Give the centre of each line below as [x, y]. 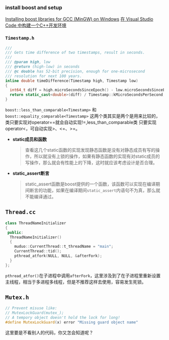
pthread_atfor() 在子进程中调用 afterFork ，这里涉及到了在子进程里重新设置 [83, 276]
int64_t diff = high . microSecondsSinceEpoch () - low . [67, 90]
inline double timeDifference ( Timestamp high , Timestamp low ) [72, 81]
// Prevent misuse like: [31, 308]
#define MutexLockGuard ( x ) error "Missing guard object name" [72, 322]
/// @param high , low [28, 62]
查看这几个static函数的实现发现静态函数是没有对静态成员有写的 [90, 150]
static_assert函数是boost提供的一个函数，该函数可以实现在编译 [90, 184]
